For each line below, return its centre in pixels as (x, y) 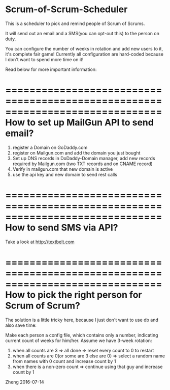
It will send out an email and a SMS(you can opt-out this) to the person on (82, 33)
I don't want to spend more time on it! (44, 59)
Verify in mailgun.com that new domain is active (63, 169)
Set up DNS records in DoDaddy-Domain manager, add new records (84, 158)
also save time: (21, 325)
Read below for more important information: (51, 69)
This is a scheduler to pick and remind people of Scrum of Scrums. (75, 23)
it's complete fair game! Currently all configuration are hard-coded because (84, 54)
